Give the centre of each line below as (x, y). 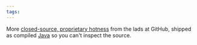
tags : (13, 12)
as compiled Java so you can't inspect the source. (69, 35)
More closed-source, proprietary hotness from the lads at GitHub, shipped (99, 29)
